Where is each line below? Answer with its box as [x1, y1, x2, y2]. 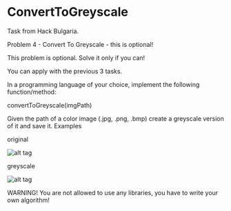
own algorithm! [7, 196, 50, 204]
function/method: [7, 88, 57, 96]
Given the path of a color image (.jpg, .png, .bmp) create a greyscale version [7, 114, 224, 123]
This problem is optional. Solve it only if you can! [7, 53, 145, 62]
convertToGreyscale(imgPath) [7, 101, 92, 109]
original [7, 135, 29, 143]
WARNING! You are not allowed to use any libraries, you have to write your [7, 188, 219, 197]
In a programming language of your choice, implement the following [7, 80, 200, 88]
